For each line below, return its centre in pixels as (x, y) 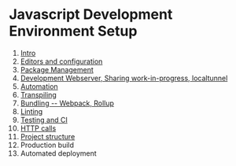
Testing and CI (44, 120)
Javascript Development (91, 15)
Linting (31, 111)
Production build (47, 145)
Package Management (57, 69)
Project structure (48, 136)
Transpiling (39, 94)
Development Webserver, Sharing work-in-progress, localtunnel (124, 78)
